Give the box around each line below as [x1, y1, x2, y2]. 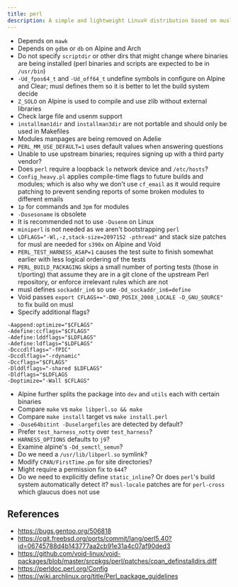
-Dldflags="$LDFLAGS [7, 371, 69, 378]
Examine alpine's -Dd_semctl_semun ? [17, 442, 123, 451]
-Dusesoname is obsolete [17, 210, 87, 218]
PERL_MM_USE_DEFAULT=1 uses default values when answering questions [17, 142, 224, 150]
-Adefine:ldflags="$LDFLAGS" [7, 340, 93, 347]
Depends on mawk [17, 36, 69, 45]
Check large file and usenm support [17, 111, 123, 121]
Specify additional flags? [17, 308, 90, 316]
